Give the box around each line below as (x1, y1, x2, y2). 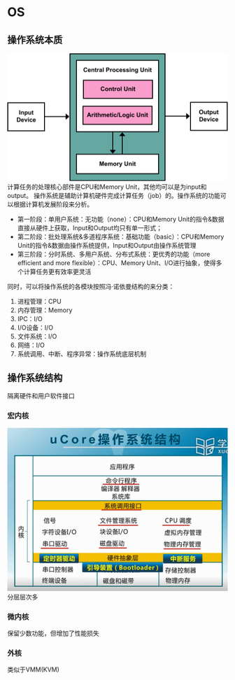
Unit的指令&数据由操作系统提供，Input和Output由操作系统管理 (17, 241, 197, 249)
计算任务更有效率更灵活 (23, 267, 92, 276)
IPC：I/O (17, 314, 43, 323)
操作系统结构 (7, 371, 63, 383)
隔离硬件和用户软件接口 (7, 392, 75, 400)
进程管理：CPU (17, 297, 62, 305)
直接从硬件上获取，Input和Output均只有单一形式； (17, 223, 163, 232)
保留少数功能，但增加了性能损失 (7, 629, 99, 637)
